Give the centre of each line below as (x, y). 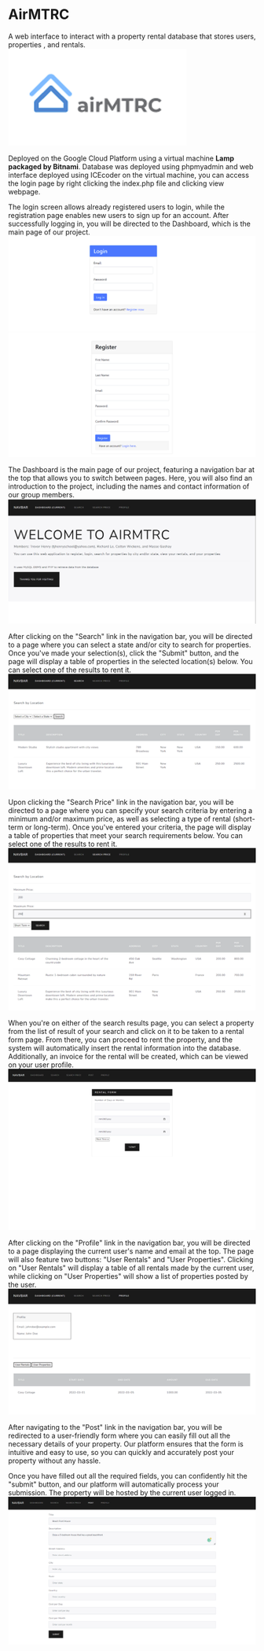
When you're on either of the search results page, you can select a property (131, 1023)
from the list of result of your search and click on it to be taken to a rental (126, 1031)
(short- (244, 819)
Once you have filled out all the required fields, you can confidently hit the (128, 1476)
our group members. (41, 495)
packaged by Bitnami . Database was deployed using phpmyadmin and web (131, 166)
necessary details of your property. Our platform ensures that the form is (126, 1444)
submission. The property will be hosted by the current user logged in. (122, 1493)
